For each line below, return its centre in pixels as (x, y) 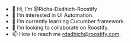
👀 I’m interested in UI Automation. (52, 15)
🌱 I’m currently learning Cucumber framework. (68, 21)
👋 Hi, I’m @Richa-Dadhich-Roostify (55, 9)
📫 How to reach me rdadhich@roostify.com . (66, 34)
